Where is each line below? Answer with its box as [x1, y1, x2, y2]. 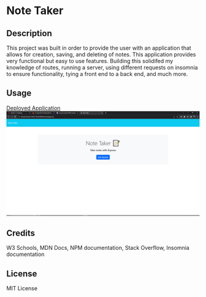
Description [6, 28, 52, 39]
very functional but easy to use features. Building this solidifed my [6, 58, 174, 64]
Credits [6, 228, 36, 238]
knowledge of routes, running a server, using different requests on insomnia [6, 64, 198, 71]
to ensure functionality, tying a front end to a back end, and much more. [6, 70, 188, 77]
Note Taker [6, 4, 64, 18]
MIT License [6, 285, 38, 292]
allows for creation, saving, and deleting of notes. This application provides [6, 51, 196, 58]
